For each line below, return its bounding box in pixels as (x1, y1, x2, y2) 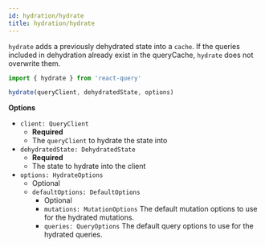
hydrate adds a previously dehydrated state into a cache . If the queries (8, 41, 241, 51)
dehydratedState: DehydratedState (19, 146, 136, 154)
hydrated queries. (43, 230, 103, 240)
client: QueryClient (19, 120, 89, 129)
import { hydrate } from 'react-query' (8, 74, 142, 82)
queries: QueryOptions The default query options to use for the (43, 221, 255, 231)
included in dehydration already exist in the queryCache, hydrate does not (8, 50, 254, 60)
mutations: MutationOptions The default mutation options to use (43, 204, 258, 214)
